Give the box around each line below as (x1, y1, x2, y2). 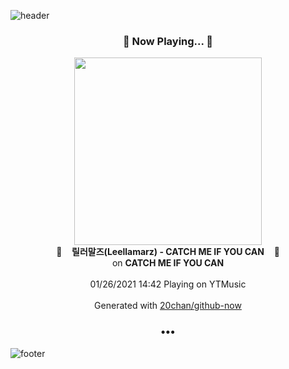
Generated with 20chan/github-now (94, 300, 242, 312)
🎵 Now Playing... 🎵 (122, 34, 214, 48)
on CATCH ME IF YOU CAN (111, 257, 225, 269)
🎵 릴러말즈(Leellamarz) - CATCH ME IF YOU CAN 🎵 (56, 246, 280, 258)
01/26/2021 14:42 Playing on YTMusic (89, 278, 247, 290)
